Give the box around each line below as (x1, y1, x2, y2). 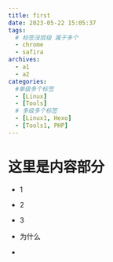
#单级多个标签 (15, 84, 54, 93)
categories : (8, 77, 47, 85)
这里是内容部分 (8, 158, 105, 176)
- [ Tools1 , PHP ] (15, 122, 68, 129)
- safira (15, 48, 44, 56)
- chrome (15, 41, 44, 49)
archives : (8, 56, 41, 64)
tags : (8, 26, 26, 34)
